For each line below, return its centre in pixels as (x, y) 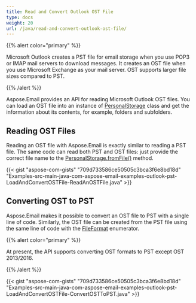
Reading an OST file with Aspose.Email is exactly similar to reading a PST (96, 146)
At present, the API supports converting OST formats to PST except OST (95, 252)
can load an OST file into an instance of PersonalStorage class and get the (98, 106)
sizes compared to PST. (35, 76)
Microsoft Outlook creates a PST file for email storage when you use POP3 (98, 57)
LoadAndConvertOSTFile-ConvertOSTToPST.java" (68, 293)
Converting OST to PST (50, 201)
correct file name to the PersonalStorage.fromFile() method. (80, 158)
